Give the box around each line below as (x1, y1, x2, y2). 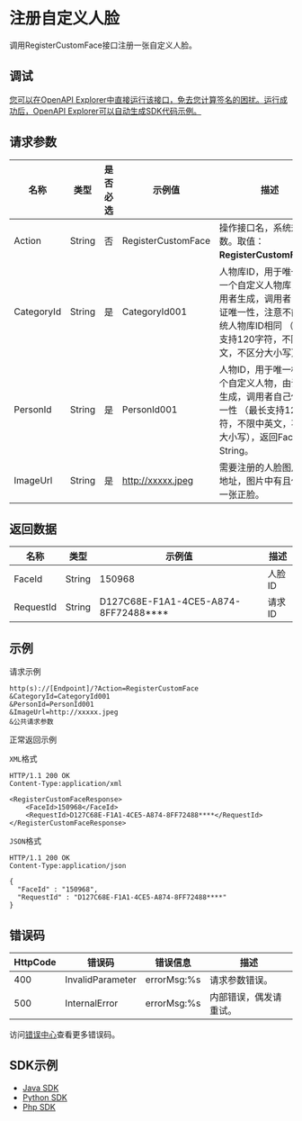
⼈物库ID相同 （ (227, 319, 294, 331)
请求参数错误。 (209, 974, 273, 986)
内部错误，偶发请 (209, 991, 282, 1003)
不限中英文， (236, 417, 292, 429)
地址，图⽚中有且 (218, 475, 292, 487)
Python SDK (22, 1091, 67, 1103)
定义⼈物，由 (236, 376, 292, 389)
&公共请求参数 (9, 718, 54, 727)
